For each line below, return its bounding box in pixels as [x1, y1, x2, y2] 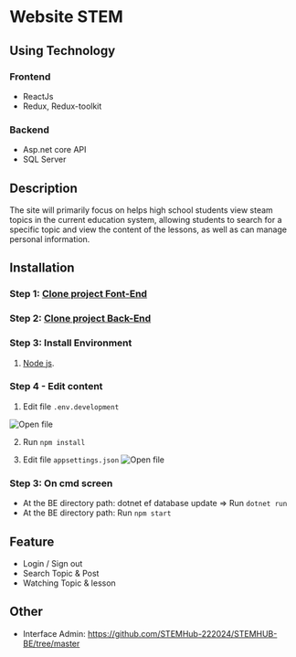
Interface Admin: [22, 628, 87, 639]
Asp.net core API [22, 144, 87, 155]
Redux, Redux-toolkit [22, 101, 102, 111]
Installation [9, 260, 75, 276]
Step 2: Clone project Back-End [9, 313, 152, 325]
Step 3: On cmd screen [9, 477, 113, 490]
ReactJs [22, 90, 54, 101]
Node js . [22, 357, 55, 368]
